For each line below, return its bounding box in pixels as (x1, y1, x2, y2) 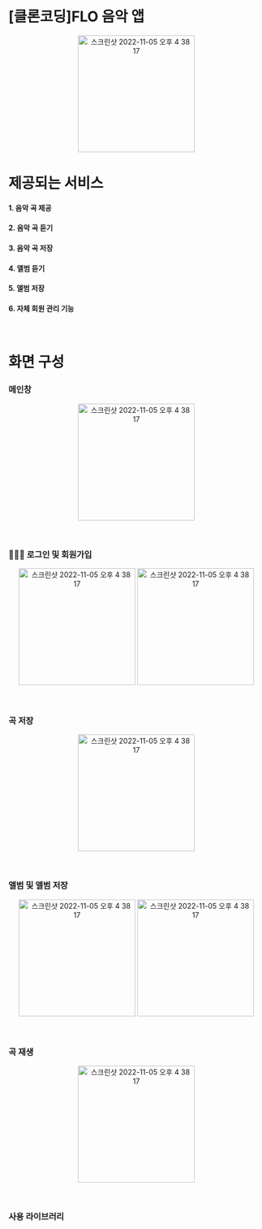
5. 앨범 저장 (8, 284, 45, 293)
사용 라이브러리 (8, 1210, 65, 1222)
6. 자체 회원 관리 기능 (8, 303, 75, 313)
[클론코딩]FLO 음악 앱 (8, 7, 144, 26)
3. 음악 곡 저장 (8, 243, 54, 253)
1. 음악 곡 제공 (8, 202, 52, 212)
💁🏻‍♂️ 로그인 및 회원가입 (8, 549, 92, 560)
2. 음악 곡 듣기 (8, 223, 54, 232)
